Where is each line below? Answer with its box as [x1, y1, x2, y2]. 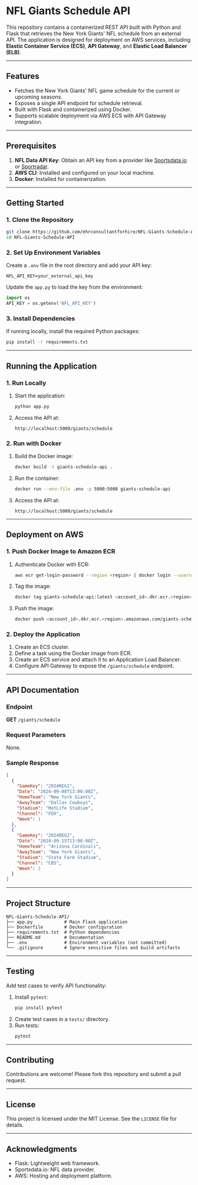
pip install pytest [14, 1005, 63, 1010]
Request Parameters [6, 731, 66, 739]
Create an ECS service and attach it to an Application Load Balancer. [14, 656, 181, 663]
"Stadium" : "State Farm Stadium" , [16, 854, 101, 860]
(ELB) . [6, 48, 22, 55]
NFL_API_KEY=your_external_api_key [6, 273, 94, 279]
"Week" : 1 [16, 816, 41, 822]
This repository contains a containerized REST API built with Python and [6, 24, 181, 31]
